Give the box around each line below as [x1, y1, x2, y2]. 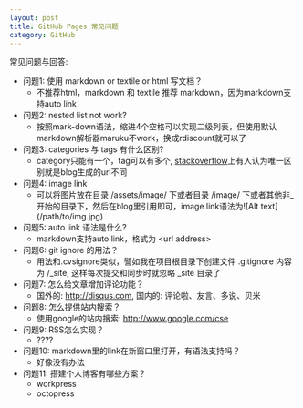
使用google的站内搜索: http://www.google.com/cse [36, 313, 229, 324]
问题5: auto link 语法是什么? [22, 222, 127, 233]
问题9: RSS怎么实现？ [22, 324, 105, 335]
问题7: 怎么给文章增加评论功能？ [22, 279, 144, 290]
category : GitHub [9, 30, 76, 39]
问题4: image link [22, 178, 88, 189]
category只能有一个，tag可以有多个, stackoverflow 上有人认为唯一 [36, 156, 285, 167]
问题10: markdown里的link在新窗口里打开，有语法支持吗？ [22, 345, 241, 356]
